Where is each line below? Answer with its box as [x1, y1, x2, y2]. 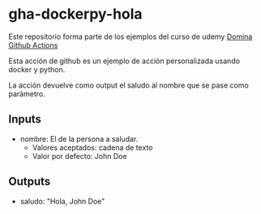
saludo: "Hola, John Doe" [19, 196, 105, 206]
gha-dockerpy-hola [8, 5, 143, 24]
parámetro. [8, 88, 46, 98]
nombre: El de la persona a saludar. [19, 134, 139, 143]
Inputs [8, 113, 42, 126]
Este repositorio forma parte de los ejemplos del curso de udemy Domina [8, 32, 253, 41]
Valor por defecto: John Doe [32, 151, 127, 160]
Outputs [8, 175, 51, 189]
